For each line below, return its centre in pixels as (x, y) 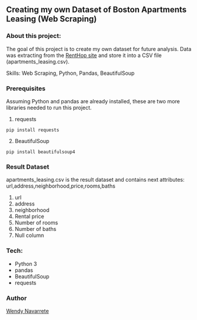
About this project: (34, 36)
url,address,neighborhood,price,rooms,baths (61, 186)
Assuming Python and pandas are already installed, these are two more (93, 101)
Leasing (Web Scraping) (51, 19)
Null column (29, 235)
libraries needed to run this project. (49, 107)
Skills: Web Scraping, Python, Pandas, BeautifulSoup (70, 73)
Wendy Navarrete (28, 311)
